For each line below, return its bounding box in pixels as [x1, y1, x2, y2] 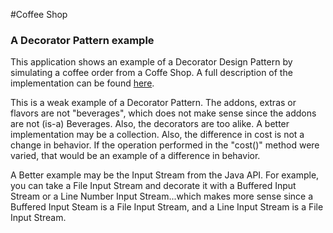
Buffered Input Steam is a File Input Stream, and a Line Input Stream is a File [10, 201, 324, 213]
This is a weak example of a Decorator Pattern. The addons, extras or [10, 97, 297, 109]
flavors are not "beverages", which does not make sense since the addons [10, 107, 317, 119]
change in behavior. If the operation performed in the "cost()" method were [10, 139, 320, 151]
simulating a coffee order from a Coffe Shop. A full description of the [10, 67, 293, 79]
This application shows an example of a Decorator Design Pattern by [10, 56, 293, 68]
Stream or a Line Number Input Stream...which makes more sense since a [10, 190, 314, 203]
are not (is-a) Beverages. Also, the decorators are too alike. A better [10, 118, 290, 130]
